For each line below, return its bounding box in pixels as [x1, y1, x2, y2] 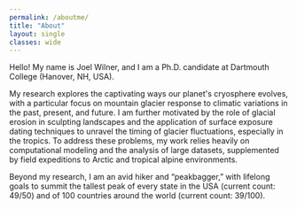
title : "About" [9, 21, 66, 30]
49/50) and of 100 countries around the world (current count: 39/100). [9, 190, 266, 201]
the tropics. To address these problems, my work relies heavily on [9, 135, 250, 146]
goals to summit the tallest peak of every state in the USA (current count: [9, 181, 276, 191]
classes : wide [9, 37, 62, 47]
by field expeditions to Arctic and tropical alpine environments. [9, 154, 238, 165]
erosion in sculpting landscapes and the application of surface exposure [9, 117, 273, 128]
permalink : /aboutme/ [9, 12, 90, 22]
